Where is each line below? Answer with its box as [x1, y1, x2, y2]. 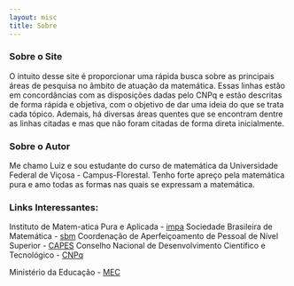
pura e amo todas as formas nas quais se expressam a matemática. [9, 179, 255, 190]
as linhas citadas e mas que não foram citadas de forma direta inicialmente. [9, 117, 285, 129]
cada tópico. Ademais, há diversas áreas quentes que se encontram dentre [9, 108, 283, 119]
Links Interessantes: [9, 202, 99, 214]
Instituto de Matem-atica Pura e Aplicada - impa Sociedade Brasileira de [9, 221, 273, 232]
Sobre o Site [9, 51, 63, 63]
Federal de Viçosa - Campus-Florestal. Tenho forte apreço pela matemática [9, 170, 285, 180]
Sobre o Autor [9, 139, 71, 152]
